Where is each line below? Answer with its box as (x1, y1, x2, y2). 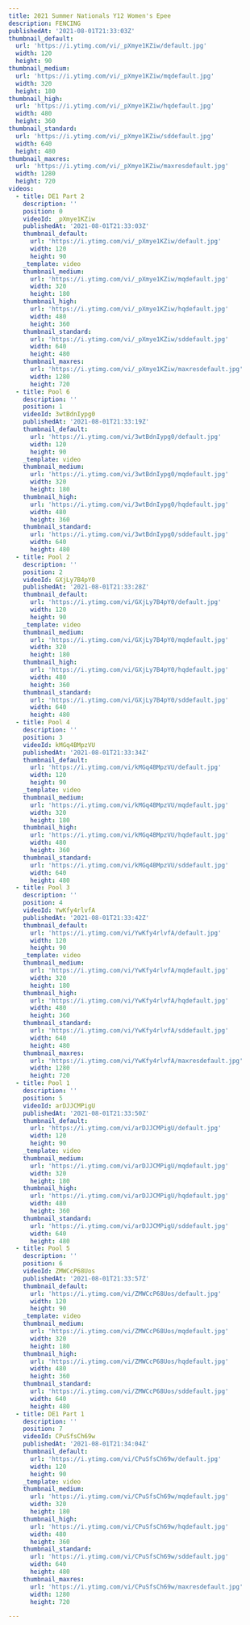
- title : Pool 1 (15, 1079, 70, 1087)
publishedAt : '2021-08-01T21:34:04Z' (23, 1440, 150, 1448)
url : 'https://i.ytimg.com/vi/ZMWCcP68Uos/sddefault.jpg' (29, 1387, 229, 1395)
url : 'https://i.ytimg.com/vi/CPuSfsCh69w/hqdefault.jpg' (29, 1522, 229, 1530)
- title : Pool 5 (15, 1244, 70, 1253)
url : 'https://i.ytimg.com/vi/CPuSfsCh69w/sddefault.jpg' (29, 1553, 229, 1561)
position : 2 (23, 568, 63, 576)
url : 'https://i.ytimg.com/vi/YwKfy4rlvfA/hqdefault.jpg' (29, 996, 229, 1005)
